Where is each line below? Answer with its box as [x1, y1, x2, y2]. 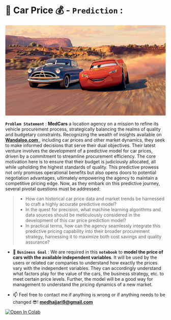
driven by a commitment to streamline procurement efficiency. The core [5, 153, 156, 159]
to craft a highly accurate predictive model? [25, 201, 117, 207]
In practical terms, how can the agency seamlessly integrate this [25, 223, 161, 229]
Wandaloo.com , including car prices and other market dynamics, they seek [5, 137, 165, 143]
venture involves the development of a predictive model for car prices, [5, 148, 153, 154]
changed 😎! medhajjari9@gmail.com [12, 299, 93, 305]
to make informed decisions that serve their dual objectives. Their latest [5, 142, 156, 149]
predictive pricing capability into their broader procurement [25, 228, 150, 234]
